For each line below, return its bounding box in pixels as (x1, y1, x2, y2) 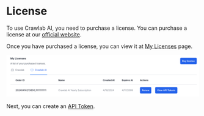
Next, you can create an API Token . (6, 103, 95, 110)
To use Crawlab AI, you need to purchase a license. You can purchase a (6, 24, 188, 32)
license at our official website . (6, 30, 82, 38)
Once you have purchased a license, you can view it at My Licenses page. (6, 43, 193, 50)
